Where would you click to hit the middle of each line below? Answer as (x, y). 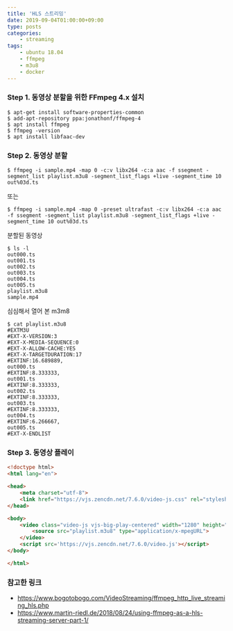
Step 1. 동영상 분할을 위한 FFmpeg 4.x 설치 (76, 97)
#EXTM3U (18, 330)
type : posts (24, 26)
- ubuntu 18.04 (42, 53)
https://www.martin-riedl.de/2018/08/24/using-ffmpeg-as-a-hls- (110, 613)
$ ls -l (18, 249)
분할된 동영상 (25, 235)
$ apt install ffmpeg (38, 125)
